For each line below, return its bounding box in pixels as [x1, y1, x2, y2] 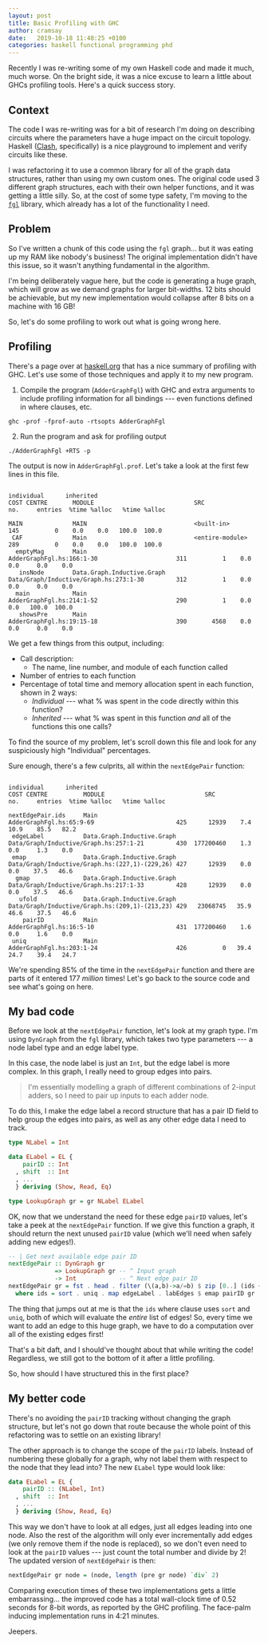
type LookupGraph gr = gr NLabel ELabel [8, 1197, 145, 1205]
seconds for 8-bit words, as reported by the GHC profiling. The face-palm [8, 1603, 251, 1612]
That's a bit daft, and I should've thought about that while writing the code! [8, 1345, 254, 1354]
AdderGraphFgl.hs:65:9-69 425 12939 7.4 [8, 818, 251, 826]
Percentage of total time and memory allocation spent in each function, [19, 679, 254, 688]
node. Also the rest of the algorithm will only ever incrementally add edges [8, 1530, 253, 1540]
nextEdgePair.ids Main [8, 811, 98, 819]
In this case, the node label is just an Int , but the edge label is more [8, 1059, 231, 1068]
